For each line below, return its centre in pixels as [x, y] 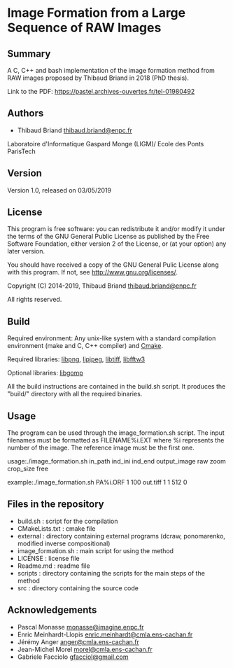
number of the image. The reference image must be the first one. [101, 448]
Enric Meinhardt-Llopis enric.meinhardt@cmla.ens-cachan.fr [105, 634]
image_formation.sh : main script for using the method [95, 550]
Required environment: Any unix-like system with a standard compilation [112, 338]
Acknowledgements [52, 610]
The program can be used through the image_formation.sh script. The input [116, 433]
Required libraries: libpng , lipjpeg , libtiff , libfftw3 [76, 359]
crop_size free [28, 469]
